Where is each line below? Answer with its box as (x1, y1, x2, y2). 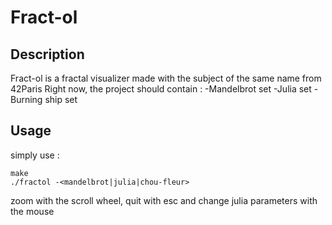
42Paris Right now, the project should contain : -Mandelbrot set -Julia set (10, 83, 312, 95)
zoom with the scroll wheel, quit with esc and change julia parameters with (10, 194, 318, 206)
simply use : (10, 149, 60, 161)
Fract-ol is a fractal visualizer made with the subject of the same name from (10, 72, 322, 84)
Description (10, 46, 85, 63)
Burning (10, 94, 43, 105)
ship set (44, 94, 78, 105)
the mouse (10, 205, 55, 217)
